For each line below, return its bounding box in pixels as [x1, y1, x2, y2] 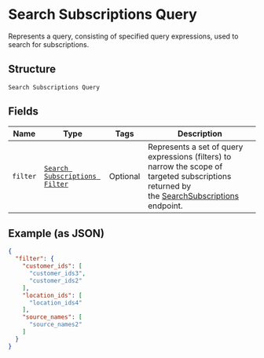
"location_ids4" [28, 298, 82, 307]
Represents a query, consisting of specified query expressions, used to [8, 31, 239, 41]
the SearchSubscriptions [148, 190, 240, 201]
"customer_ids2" [28, 276, 82, 284]
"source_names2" [28, 320, 82, 329]
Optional [108, 170, 141, 181]
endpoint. [148, 200, 183, 211]
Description [178, 128, 222, 139]
